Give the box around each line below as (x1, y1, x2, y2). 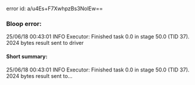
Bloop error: (6, 19, 42, 28)
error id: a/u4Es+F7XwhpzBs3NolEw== (6, 5, 103, 12)
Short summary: (6, 53, 48, 60)
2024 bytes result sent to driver (6, 40, 84, 47)
